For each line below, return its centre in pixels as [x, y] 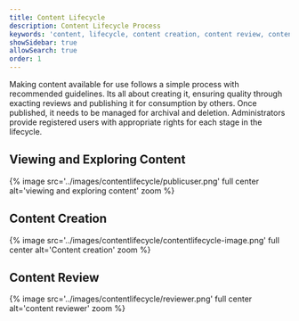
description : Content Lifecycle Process [85, 26]
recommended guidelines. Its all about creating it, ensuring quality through [146, 94]
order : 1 [25, 59]
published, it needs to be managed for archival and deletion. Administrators [147, 113]
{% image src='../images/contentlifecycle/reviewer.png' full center [131, 299]
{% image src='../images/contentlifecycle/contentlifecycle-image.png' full [145, 240]
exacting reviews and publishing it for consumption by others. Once [133, 103]
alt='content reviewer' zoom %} [68, 309]
